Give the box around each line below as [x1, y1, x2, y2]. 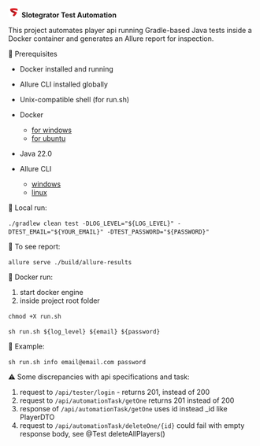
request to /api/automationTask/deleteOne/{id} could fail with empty [19, 421, 245, 430]
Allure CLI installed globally [19, 79, 109, 89]
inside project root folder [19, 296, 100, 305]
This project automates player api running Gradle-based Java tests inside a [8, 26, 252, 35]
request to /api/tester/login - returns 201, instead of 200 [19, 388, 210, 396]
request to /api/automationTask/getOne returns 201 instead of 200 [19, 396, 235, 405]
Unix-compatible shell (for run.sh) [19, 95, 130, 104]
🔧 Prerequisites [8, 50, 58, 58]
